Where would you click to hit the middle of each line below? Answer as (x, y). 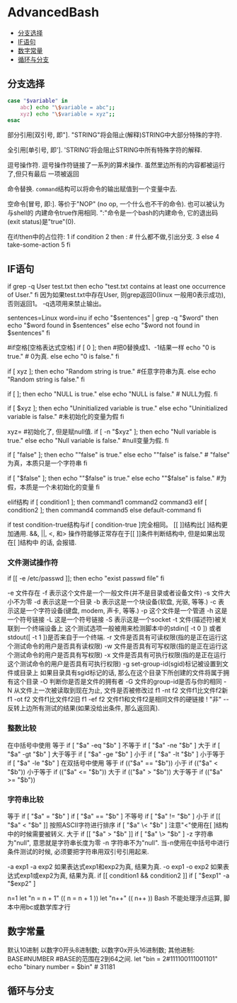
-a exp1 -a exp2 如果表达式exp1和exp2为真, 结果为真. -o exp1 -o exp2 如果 (115, 866)
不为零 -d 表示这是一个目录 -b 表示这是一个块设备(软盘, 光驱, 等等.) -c (115, 602)
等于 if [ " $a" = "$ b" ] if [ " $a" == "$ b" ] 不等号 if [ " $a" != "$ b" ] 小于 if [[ (114, 816)
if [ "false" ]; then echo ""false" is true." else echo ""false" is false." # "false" (118, 455)
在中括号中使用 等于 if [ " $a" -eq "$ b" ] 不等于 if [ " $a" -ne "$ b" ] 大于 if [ (114, 745)
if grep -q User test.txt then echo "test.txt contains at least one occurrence (117, 286)
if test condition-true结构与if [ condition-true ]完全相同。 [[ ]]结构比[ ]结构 (115, 525)
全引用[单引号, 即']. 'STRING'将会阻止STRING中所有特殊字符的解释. (105, 150)
